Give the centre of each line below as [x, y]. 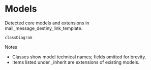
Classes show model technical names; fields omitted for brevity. [79, 57]
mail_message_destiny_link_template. [44, 28]
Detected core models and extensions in [47, 23]
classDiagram [19, 38]
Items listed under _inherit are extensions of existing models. [76, 62]
